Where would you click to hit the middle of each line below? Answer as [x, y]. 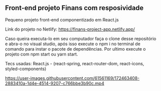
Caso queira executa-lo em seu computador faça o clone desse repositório [81, 38]
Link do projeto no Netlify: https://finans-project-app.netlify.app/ [70, 29]
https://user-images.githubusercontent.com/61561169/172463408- [72, 78]
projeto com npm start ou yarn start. [42, 54]
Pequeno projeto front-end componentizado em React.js [62, 19]
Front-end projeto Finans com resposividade [74, 8]
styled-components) [26, 69]
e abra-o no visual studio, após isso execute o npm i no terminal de [73, 44]
